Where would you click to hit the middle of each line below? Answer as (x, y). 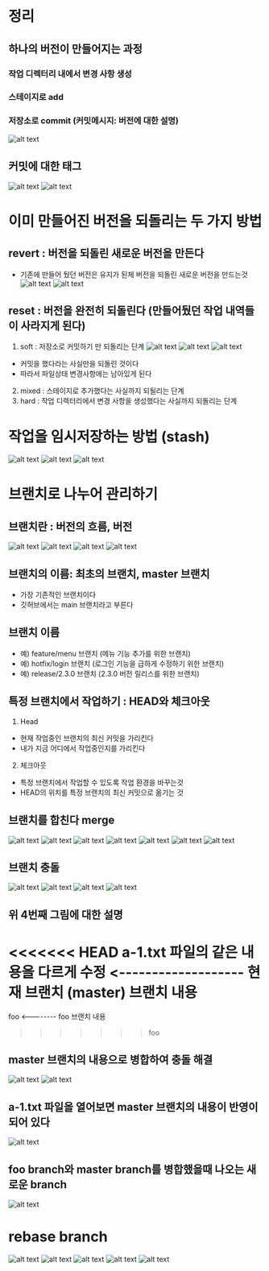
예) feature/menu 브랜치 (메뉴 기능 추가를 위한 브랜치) (105, 653)
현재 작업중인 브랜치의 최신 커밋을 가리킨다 (87, 738)
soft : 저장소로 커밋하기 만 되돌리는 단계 (82, 346)
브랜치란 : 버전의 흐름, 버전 (70, 526)
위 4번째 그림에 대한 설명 (66, 915)
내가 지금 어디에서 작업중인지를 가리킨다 (83, 748)
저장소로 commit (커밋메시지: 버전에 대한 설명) (93, 121)
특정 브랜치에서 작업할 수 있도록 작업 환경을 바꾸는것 (101, 782)
